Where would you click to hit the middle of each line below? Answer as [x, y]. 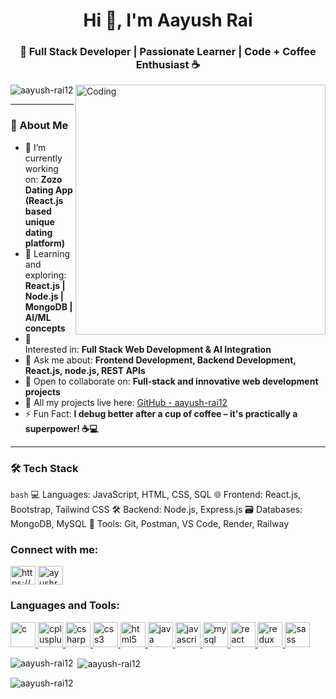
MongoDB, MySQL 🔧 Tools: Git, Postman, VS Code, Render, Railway [150, 524]
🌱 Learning [47, 253]
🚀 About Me [39, 126]
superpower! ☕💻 [61, 428]
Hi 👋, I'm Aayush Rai [168, 20]
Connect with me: [54, 549]
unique [39, 221]
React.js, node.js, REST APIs [85, 370]
